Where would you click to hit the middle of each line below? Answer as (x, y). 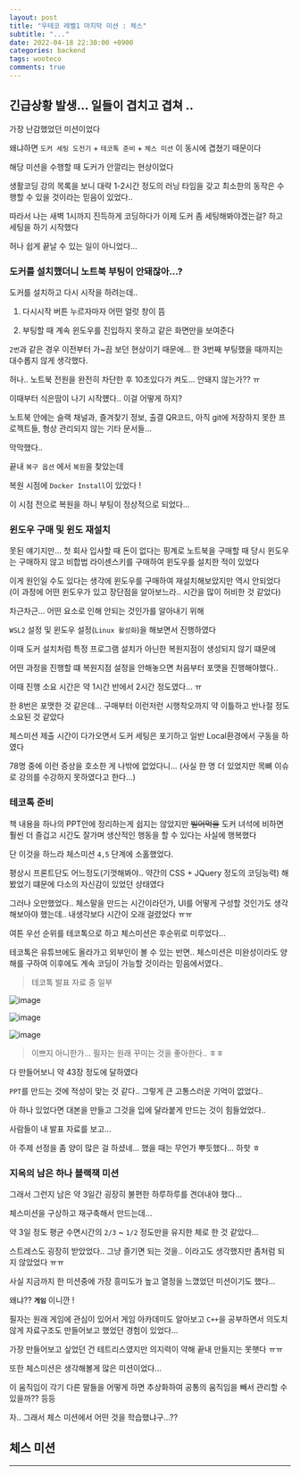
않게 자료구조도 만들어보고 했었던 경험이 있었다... (94, 1330)
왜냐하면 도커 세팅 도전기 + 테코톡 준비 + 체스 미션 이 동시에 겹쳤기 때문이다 (135, 147)
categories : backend (48, 51)
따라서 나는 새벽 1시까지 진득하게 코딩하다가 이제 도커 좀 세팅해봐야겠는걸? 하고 (146, 216)
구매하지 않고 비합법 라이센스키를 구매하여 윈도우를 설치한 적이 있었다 (139, 562)
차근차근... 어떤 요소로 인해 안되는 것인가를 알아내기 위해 (107, 611)
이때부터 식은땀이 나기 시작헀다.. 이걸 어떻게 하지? (96, 398)
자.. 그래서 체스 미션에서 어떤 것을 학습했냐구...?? (94, 1417)
